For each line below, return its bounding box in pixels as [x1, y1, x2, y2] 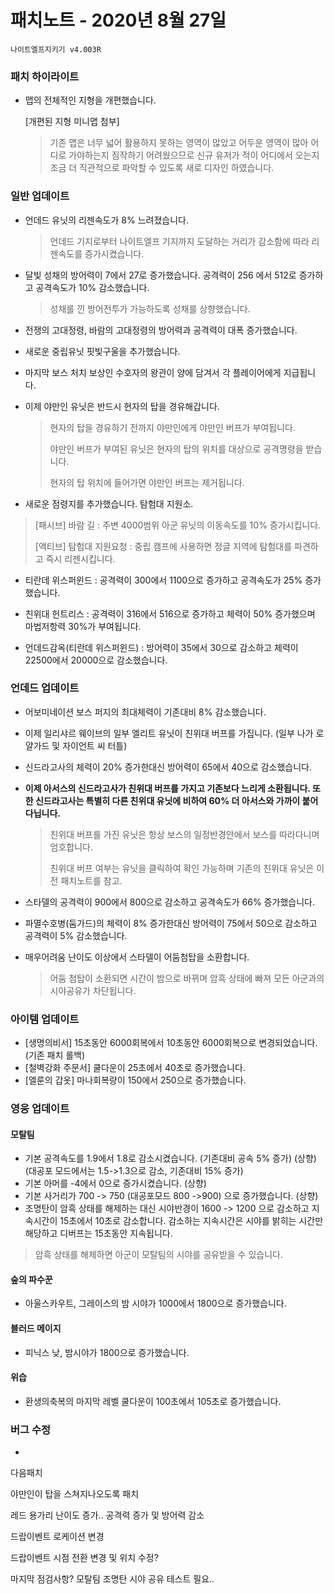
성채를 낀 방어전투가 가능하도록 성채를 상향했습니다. [49, 302, 251, 315]
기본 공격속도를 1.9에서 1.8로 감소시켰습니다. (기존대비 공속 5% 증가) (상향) [24, 1152, 317, 1165]
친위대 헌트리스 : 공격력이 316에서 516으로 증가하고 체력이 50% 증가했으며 [24, 607, 316, 620]
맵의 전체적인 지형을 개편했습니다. [24, 94, 157, 106]
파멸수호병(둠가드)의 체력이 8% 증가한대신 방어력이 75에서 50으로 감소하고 [24, 917, 318, 929]
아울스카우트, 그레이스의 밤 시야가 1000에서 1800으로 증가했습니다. [24, 1297, 287, 1310]
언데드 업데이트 [10, 681, 80, 695]
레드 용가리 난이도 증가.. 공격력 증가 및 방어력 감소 [10, 1509, 205, 1521]
